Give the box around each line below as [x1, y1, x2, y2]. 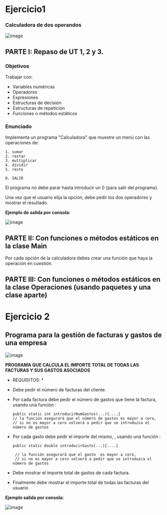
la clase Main [5, 241, 47, 250]
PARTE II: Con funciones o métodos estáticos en [5, 234, 159, 242]
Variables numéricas [12, 84, 55, 90]
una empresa [5, 338, 47, 348]
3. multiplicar [5, 158, 37, 163]
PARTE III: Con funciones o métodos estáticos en [5, 275, 160, 284]
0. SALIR [5, 176, 24, 181]
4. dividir [5, 162, 28, 168]
